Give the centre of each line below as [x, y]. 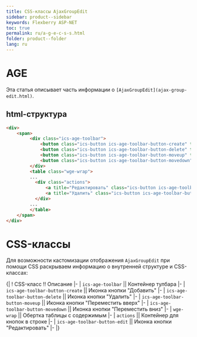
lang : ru [17, 45]
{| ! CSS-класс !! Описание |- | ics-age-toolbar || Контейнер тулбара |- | [96, 284]
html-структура [37, 114]
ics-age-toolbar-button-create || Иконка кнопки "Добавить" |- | [86, 291]
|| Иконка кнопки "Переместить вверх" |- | [95, 303]
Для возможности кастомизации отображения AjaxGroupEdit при [88, 260]
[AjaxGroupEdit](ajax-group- [152, 90]
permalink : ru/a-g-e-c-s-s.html [45, 33]
